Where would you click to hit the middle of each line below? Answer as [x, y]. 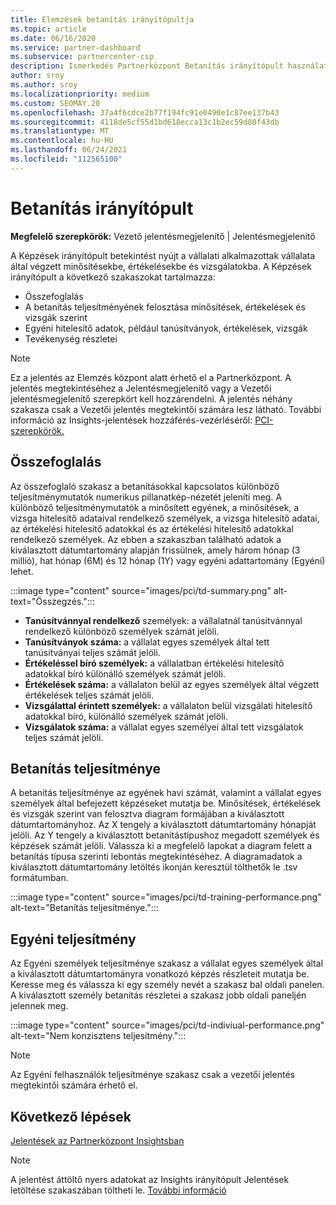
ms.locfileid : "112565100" [66, 159]
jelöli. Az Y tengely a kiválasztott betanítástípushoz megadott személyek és [165, 835]
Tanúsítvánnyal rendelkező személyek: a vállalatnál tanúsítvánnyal [163, 620]
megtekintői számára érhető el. [74, 1085]
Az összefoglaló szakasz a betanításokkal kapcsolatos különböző [145, 486]
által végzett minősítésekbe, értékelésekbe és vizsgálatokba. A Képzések [161, 266]
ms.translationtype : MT [60, 131]
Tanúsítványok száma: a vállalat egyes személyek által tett [147, 642]
